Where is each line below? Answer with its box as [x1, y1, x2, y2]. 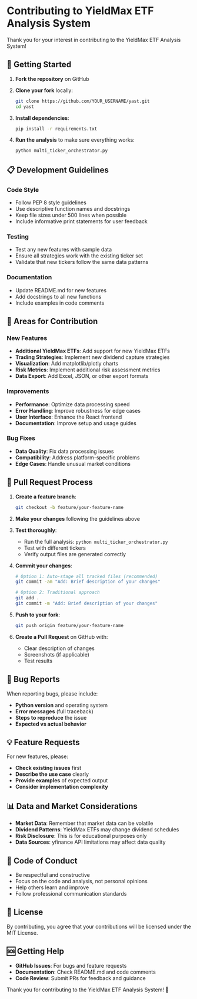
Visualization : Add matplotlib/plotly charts [15, 360, 119, 367]
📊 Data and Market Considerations [6, 801, 138, 811]
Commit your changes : [15, 562, 72, 569]
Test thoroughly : [15, 527, 57, 534]
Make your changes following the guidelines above [15, 515, 141, 522]
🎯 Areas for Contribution [6, 316, 98, 326]
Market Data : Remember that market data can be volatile [15, 820, 153, 827]
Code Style [6, 185, 39, 194]
